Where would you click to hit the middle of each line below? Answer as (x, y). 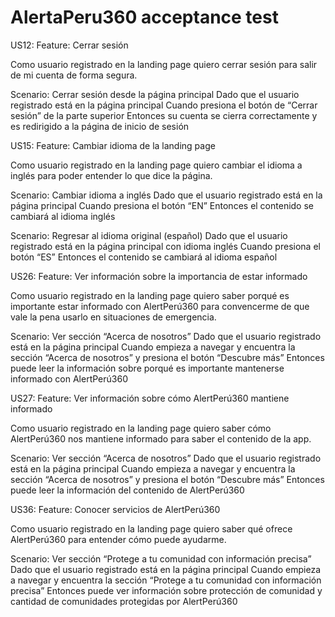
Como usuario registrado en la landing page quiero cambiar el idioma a (156, 165)
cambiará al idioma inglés (63, 216)
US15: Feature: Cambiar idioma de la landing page (113, 145)
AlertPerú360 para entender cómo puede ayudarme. (118, 539)
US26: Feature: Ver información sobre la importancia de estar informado (159, 276)
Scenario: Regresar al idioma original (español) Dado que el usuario (149, 235)
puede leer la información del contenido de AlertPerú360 (127, 490)
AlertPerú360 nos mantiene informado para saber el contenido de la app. (161, 438)
